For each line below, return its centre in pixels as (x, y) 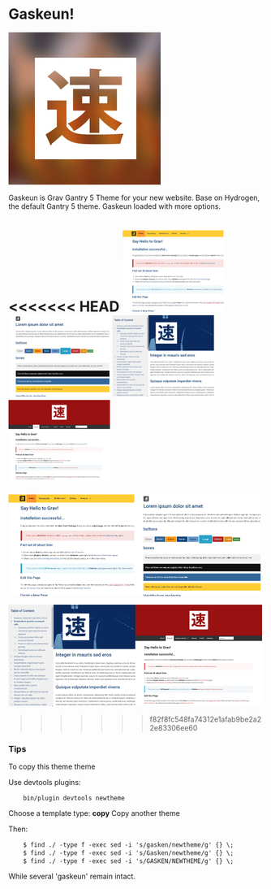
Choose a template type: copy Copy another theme (94, 813)
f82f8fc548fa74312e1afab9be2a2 (206, 719)
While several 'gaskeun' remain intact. (72, 876)
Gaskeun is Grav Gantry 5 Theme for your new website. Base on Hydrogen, (134, 197)
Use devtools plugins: (45, 783)
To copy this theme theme (52, 767)
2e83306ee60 (174, 727)
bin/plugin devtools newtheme (74, 798)
